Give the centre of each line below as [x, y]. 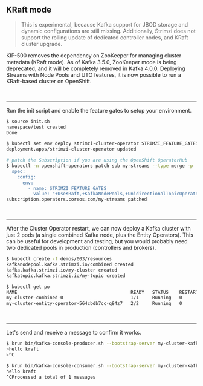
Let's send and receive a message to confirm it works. [74, 333]
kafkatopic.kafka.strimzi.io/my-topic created [66, 276]
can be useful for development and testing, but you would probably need [97, 241]
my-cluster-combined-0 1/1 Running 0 [94, 298]
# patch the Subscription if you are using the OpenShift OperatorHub [97, 160]
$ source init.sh [28, 121]
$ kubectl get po [28, 287]
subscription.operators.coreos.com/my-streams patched [77, 200]
